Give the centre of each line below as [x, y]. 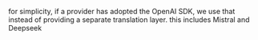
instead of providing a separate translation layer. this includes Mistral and [129, 20]
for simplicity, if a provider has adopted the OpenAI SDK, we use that [122, 11]
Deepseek [25, 28]
